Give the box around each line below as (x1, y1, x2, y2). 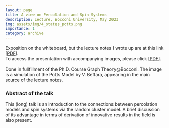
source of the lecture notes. (5, 77, 63, 83)
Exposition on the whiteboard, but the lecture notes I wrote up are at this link (5, 45, 164, 51)
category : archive (5, 31, 44, 36)
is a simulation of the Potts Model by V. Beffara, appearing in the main (5, 72, 150, 77)
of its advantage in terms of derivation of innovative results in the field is (5, 112, 155, 118)
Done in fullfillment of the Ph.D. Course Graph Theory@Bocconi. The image (5, 66, 162, 72)
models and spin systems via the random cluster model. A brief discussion (5, 107, 160, 113)
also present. (5, 117, 33, 123)
